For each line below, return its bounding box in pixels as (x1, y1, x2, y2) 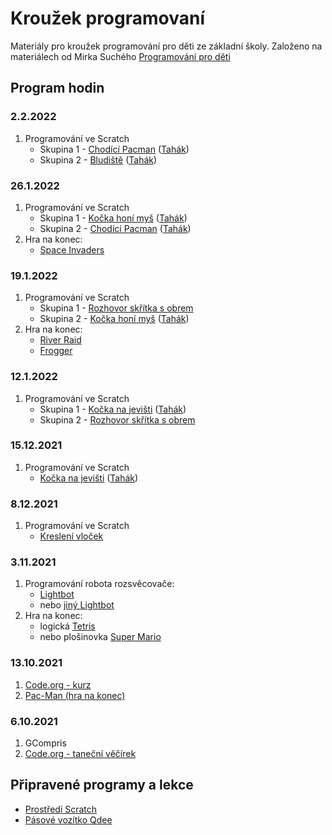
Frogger (39, 345, 73, 357)
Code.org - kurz (24, 678, 92, 691)
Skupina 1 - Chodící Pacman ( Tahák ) (39, 143, 190, 155)
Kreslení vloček (39, 530, 104, 542)
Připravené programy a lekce (10, 777, 194, 794)
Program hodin (10, 80, 105, 97)
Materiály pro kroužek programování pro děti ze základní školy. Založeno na (10, 40, 323, 52)
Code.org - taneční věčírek (24, 748, 137, 759)
